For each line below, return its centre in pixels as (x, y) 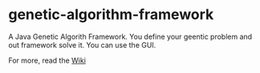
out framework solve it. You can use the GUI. (82, 44)
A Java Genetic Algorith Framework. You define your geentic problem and (130, 36)
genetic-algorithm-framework (111, 15)
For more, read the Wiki (47, 60)
